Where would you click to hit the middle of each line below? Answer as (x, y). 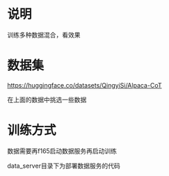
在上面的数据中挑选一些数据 (47, 99)
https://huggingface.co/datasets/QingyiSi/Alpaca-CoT (84, 85)
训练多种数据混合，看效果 (44, 35)
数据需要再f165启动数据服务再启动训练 (62, 151)
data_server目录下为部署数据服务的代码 (64, 166)
